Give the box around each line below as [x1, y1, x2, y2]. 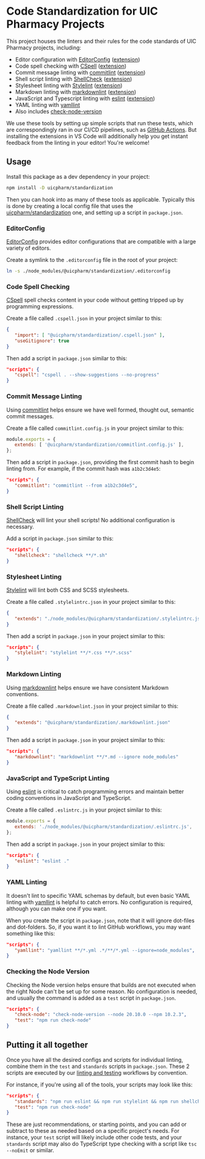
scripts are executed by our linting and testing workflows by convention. [6, 1069, 188, 1076]
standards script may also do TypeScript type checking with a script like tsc [6, 1140, 197, 1147]
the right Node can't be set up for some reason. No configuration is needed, [6, 987, 198, 995]
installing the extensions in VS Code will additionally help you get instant [6, 133, 188, 140]
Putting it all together [6, 1040, 88, 1050]
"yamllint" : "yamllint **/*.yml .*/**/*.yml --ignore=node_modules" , [14, 947, 195, 953]
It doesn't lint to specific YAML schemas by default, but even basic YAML [6, 892, 190, 899]
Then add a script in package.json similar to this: [6, 354, 128, 362]
